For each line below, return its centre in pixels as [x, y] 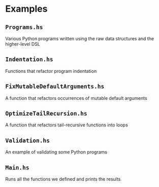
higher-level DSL [23, 44]
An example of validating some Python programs [56, 152]
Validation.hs [27, 140]
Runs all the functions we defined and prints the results [63, 179]
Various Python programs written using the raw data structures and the [80, 38]
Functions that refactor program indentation [51, 71]
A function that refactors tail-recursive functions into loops [67, 125]
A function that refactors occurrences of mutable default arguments [76, 98]
